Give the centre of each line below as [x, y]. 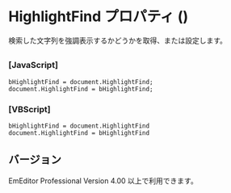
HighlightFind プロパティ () [99, 17]
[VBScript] [29, 109]
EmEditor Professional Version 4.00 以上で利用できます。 [103, 180]
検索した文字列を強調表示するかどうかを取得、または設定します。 [118, 40]
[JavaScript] [34, 65]
